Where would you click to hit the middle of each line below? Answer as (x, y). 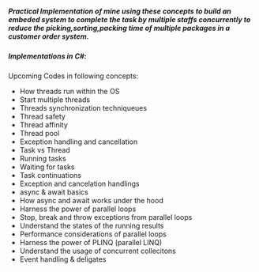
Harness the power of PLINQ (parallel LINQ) (91, 243)
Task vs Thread (45, 150)
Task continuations (50, 176)
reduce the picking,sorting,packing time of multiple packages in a (119, 28)
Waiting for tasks (47, 167)
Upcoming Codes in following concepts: (73, 76)
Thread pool (39, 134)
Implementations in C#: (47, 56)
